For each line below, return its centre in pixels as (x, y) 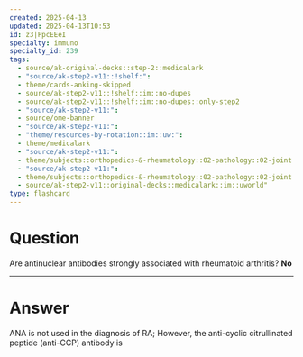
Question (44, 238)
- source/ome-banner (56, 118)
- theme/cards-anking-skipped (74, 85)
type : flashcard (40, 194)
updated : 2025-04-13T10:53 (60, 26)
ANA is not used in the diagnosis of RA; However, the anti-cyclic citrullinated (151, 333)
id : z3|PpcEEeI (38, 34)
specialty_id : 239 (44, 51)
